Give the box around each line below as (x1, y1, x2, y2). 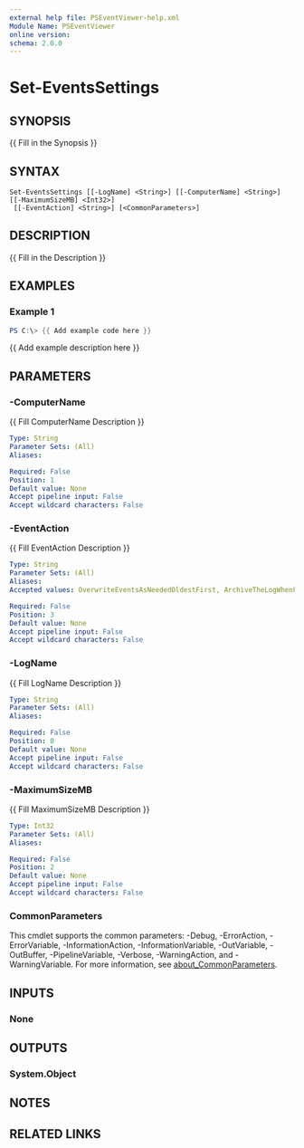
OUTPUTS (9, 1040, 68, 1056)
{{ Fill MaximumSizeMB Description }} (9, 803, 150, 815)
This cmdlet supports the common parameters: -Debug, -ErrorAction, (9, 930, 269, 942)
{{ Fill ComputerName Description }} (9, 416, 145, 427)
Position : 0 (9, 737, 54, 746)
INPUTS (9, 985, 54, 1000)
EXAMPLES (9, 278, 75, 294)
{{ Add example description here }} (9, 342, 140, 353)
